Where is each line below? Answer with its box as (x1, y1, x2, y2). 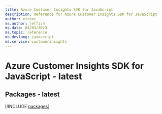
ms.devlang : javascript (5, 35, 54, 40)
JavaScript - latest (5, 71, 82, 82)
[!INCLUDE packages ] (5, 103, 50, 109)
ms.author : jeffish (5, 21, 45, 26)
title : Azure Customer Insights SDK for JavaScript (5, 7, 113, 12)
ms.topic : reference (5, 30, 48, 35)
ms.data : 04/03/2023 (5, 26, 48, 30)
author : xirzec (5, 16, 36, 21)
